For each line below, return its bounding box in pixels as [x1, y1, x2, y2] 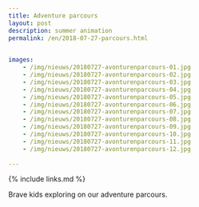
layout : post [8, 19, 52, 27]
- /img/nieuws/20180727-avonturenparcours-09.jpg [22, 123, 192, 131]
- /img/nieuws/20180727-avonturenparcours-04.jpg [22, 86, 192, 94]
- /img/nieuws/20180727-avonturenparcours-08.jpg [22, 115, 192, 124]
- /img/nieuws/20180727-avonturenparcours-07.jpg [22, 108, 192, 116]
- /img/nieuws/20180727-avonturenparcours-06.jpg [22, 101, 192, 109]
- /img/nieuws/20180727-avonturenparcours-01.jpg [22, 63, 192, 72]
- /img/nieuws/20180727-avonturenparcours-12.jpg [22, 145, 192, 153]
